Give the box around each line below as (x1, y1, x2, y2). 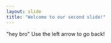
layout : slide (6, 8, 42, 15)
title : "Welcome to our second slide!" (6, 14, 106, 20)
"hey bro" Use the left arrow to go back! (6, 30, 105, 37)
